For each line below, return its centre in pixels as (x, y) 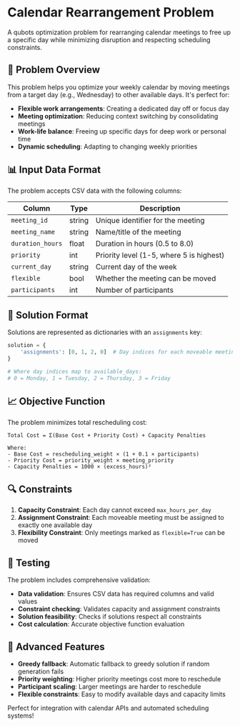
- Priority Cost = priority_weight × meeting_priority (91, 460)
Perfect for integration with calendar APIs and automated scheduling (108, 708)
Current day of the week (136, 266)
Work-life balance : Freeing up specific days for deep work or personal (122, 131)
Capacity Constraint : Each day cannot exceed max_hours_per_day (115, 510)
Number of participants (134, 290)
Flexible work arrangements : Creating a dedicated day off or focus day (124, 109)
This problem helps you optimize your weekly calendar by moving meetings (119, 87)
